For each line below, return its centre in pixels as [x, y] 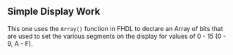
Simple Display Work [54, 12]
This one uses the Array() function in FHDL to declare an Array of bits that [115, 28]
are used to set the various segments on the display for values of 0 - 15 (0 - [117, 36]
